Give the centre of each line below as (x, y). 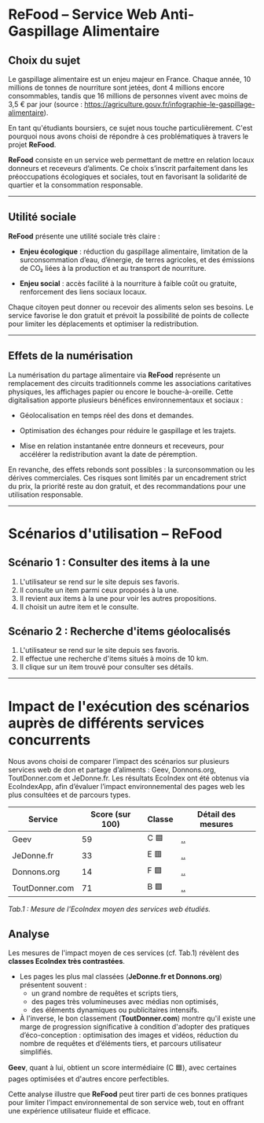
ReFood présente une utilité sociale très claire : (84, 236)
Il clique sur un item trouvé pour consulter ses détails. (106, 667)
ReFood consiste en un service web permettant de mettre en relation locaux (131, 160)
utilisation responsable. (46, 495)
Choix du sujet (44, 60)
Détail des (216, 814)
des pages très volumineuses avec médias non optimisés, (125, 1002)
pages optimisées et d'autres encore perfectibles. (89, 1079)
